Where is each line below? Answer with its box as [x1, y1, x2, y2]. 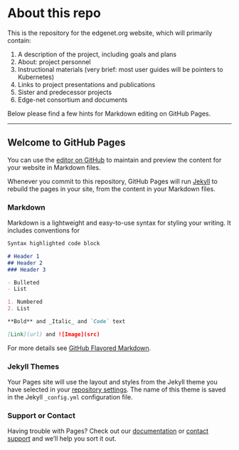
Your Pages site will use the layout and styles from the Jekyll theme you [7, 378, 218, 387]
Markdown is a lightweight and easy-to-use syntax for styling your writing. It [7, 219, 231, 227]
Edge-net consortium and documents [17, 95, 128, 104]
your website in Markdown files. [7, 163, 101, 172]
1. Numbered [7, 298, 43, 306]
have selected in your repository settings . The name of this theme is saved [7, 385, 226, 394]
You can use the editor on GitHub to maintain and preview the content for [7, 155, 222, 164]
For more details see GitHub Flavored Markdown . [7, 344, 152, 352]
